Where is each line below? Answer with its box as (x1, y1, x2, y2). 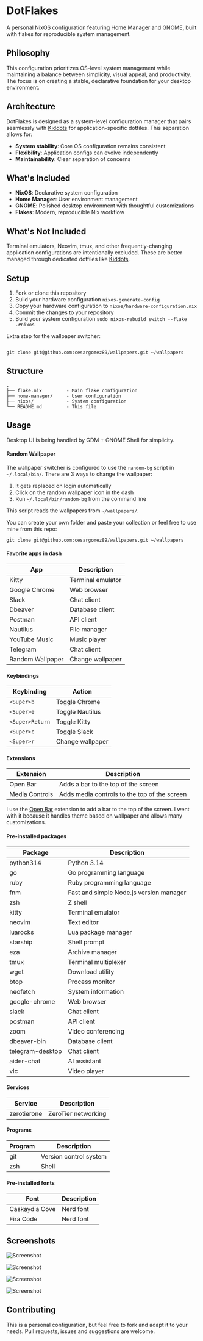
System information (68, 987, 124, 996)
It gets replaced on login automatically (15, 482, 112, 489)
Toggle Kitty (55, 717, 91, 726)
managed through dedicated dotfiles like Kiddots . (6, 256, 130, 263)
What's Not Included (6, 226, 87, 237)
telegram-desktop (9, 1047, 62, 1055)
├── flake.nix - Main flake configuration (6, 387, 138, 394)
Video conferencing (68, 1027, 125, 1035)
